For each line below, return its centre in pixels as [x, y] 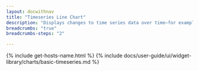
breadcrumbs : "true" [32, 28]
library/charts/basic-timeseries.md [48, 62]
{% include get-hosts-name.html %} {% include [64, 56]
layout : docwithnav [30, 12]
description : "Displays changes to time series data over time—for [91, 22]
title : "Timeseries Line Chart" [46, 17]
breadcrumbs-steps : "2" [36, 34]
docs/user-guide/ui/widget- [157, 56]
